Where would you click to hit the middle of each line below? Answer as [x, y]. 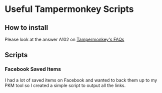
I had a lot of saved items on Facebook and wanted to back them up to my [81, 80]
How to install [26, 28]
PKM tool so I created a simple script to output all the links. [65, 85]
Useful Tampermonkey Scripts [69, 9]
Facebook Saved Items [33, 69]
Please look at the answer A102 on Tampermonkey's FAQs [64, 39]
